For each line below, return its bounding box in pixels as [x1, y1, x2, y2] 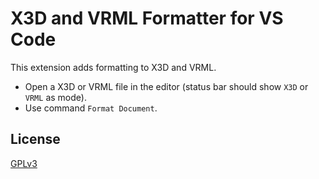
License [10, 131, 61, 148]
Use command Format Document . [24, 102, 158, 114]
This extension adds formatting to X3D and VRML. [10, 61, 217, 73]
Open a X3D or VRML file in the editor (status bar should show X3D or [24, 80, 309, 92]
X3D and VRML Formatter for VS [10, 7, 284, 30]
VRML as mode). [24, 91, 87, 103]
